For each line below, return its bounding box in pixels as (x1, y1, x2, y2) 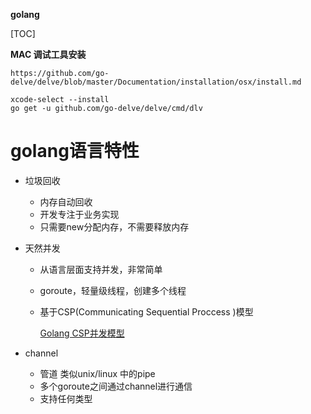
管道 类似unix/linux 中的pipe (39, 367, 156, 379)
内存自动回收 (39, 195, 93, 208)
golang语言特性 (10, 140, 140, 163)
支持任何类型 (39, 392, 93, 404)
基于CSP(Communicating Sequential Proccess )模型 (39, 305, 254, 318)
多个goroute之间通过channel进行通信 (39, 380, 193, 392)
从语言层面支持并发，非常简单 (39, 263, 163, 275)
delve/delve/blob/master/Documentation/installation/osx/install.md (10, 77, 302, 87)
